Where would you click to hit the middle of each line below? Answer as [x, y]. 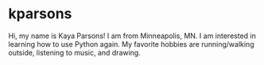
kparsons [40, 14]
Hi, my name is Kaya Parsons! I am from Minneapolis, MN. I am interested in [132, 36]
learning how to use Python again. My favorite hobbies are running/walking [131, 44]
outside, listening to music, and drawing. [74, 52]
